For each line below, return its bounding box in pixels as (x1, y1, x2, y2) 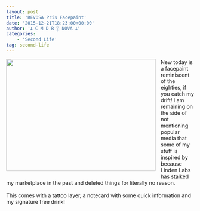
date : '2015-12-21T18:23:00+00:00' (6, 20, 95, 26)
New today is (161, 58, 193, 66)
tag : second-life (6, 42, 50, 48)
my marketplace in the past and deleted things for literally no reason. (6, 179, 176, 186)
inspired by (161, 154, 188, 161)
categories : (6, 31, 36, 37)
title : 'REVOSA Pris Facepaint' (6, 14, 87, 20)
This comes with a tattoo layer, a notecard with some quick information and (6, 192, 192, 199)
